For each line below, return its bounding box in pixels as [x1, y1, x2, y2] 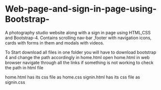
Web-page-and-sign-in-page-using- [5, 3, 157, 15]
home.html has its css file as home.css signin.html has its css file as [5, 74, 140, 80]
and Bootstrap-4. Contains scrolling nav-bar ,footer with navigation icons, [5, 35, 152, 41]
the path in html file [5, 64, 44, 71]
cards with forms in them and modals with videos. [5, 40, 104, 45]
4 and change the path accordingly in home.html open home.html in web [5, 54, 150, 60]
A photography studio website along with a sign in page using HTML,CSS [5, 30, 151, 35]
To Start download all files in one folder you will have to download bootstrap [5, 49, 156, 55]
